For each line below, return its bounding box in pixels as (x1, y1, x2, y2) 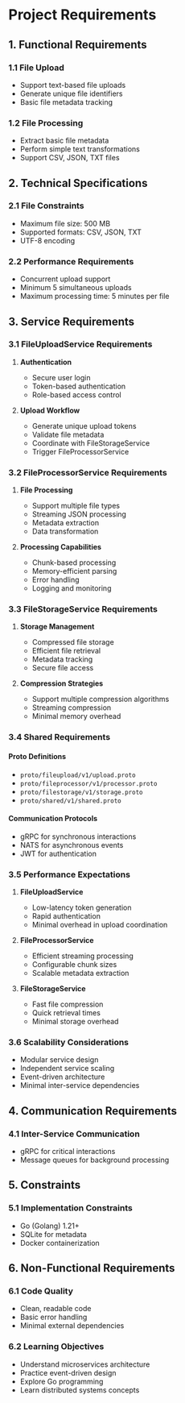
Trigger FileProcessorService (31, 446, 129, 456)
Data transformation (31, 526, 99, 537)
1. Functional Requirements (8, 38, 147, 52)
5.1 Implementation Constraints (8, 1202, 133, 1214)
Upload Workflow (19, 405, 80, 415)
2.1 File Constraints (8, 200, 84, 211)
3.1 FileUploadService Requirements (8, 338, 153, 350)
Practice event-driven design (19, 1368, 117, 1377)
